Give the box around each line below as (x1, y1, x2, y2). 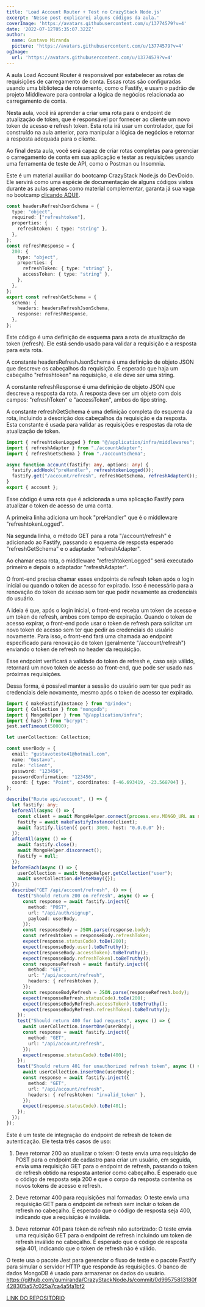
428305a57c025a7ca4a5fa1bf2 (6, 1282, 85, 1290)
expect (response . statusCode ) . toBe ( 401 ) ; (22, 1103, 127, 1110)
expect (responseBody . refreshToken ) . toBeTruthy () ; (22, 955, 151, 962)
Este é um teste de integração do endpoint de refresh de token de (6, 1131, 172, 1138)
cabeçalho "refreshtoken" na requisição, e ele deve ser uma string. (6, 371, 175, 378)
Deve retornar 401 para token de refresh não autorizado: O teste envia (15, 1225, 192, 1232)
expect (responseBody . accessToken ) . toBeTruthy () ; (22, 949, 149, 955)
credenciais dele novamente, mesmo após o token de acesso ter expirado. (6, 688, 194, 696)
